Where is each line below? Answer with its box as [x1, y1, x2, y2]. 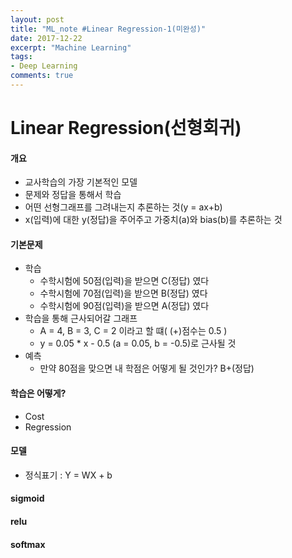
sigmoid [10, 492, 45, 505]
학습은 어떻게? [10, 387, 67, 400]
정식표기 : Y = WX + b [24, 469, 113, 481]
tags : [10, 52, 33, 62]
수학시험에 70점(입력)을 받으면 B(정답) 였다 [39, 287, 208, 300]
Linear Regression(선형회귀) [10, 117, 242, 140]
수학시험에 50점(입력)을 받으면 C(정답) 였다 [39, 275, 210, 287]
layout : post [10, 14, 65, 25]
